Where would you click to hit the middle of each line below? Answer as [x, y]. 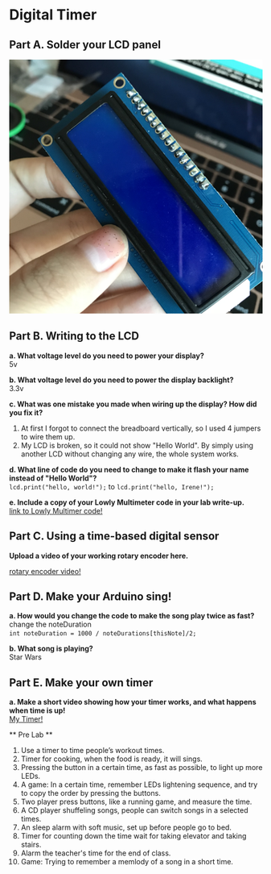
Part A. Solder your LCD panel [85, 45]
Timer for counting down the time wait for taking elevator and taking [133, 836]
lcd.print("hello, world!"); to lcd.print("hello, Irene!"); [112, 486]
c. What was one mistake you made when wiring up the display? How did [133, 404]
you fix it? [26, 412]
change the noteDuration [50, 624]
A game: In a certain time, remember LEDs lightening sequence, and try [139, 785]
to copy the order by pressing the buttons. [91, 793]
